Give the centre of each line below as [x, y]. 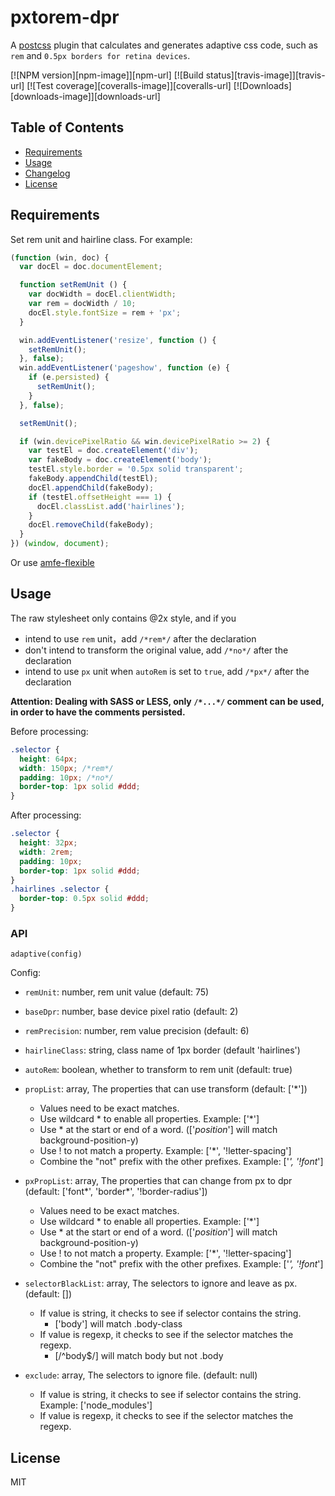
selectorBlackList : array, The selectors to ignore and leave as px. [161, 1283]
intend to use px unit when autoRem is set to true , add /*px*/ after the [167, 671]
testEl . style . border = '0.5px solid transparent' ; [136, 469]
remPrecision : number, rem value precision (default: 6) [137, 1031]
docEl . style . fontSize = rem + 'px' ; [105, 312]
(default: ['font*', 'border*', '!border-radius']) [116, 1192]
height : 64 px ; [48, 759]
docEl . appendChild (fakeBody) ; [91, 487]
